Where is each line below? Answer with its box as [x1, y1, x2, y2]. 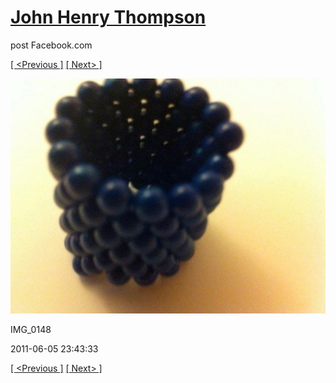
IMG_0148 [10, 324, 52, 336]
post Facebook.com [10, 39, 93, 51]
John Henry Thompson [10, 6, 207, 29]
